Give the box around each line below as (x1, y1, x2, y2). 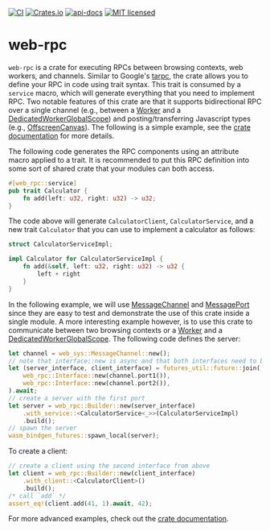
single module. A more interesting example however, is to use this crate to (8, 317, 253, 326)
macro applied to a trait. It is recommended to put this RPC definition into (8, 155, 250, 164)
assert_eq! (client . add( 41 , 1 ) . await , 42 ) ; (8, 500, 153, 508)
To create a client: (8, 446, 68, 456)
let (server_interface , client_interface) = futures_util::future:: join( (8, 364, 261, 372)
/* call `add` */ (8, 492, 67, 500)
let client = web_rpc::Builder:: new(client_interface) (8, 470, 196, 478)
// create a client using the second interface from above (8, 462, 211, 471)
